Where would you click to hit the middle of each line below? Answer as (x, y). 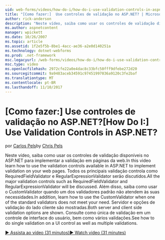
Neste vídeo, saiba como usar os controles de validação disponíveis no (77, 156)
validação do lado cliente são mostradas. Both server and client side (74, 208)
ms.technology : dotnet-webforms (38, 51)
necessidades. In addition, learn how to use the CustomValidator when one (80, 197)
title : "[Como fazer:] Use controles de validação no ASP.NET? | (74, 14)
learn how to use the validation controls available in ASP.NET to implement (80, 166)
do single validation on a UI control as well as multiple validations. (71, 223)
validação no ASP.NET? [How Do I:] (77, 122)
